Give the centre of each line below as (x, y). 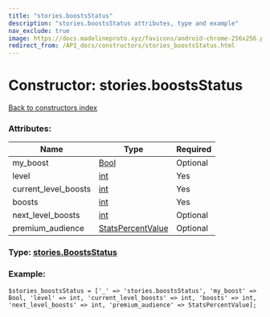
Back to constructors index (53, 108)
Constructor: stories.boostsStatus (126, 86)
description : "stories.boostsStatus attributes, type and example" (124, 23)
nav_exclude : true (39, 31)
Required (194, 150)
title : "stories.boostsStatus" (61, 16)
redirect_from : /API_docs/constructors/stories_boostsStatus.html (122, 46)
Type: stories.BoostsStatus (63, 253)
